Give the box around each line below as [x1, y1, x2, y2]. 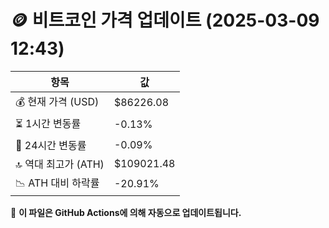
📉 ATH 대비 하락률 [15, 176, 100, 190]
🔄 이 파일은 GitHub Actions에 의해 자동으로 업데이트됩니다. [10, 206, 242, 218]
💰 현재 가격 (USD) [15, 94, 100, 108]
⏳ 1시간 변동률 [15, 116, 82, 130]
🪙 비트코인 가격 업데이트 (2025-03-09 [10, 9, 320, 32]
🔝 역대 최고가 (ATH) [15, 157, 105, 171]
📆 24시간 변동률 [15, 138, 87, 152]
